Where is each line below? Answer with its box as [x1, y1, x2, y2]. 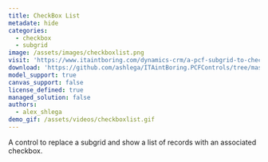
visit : [8, 57, 30, 65]
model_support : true [8, 71, 77, 79]
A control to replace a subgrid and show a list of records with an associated [8, 137, 257, 147]
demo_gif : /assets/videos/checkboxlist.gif [8, 116, 156, 124]
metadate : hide [8, 19, 59, 27]
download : [8, 64, 41, 72]
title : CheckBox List [8, 11, 81, 20]
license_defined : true [8, 85, 84, 94]
